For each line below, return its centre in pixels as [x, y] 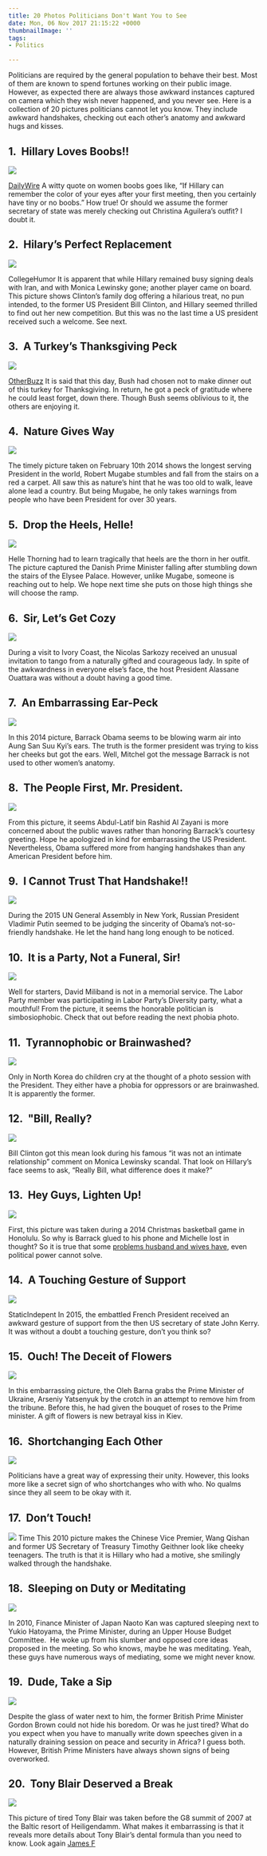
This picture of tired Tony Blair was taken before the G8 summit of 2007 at [130, 1818]
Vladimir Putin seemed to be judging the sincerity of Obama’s [109, 924]
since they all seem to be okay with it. [70, 1493]
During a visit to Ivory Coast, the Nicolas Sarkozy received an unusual [123, 652]
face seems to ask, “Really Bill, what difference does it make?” [110, 1170]
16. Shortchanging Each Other [86, 1441]
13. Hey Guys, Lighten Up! [75, 1195]
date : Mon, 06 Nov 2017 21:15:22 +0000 [75, 23]
